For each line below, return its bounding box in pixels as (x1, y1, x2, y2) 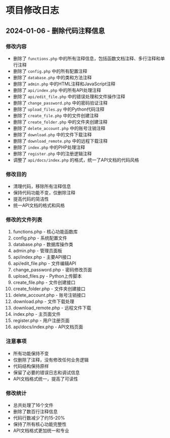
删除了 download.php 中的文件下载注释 (13, 131, 92, 138)
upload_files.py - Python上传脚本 (13, 273, 82, 279)
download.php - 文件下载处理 (13, 298, 75, 305)
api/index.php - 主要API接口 (13, 254, 71, 260)
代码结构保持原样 (13, 363, 49, 369)
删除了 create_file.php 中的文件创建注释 (13, 112, 99, 118)
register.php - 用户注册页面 (13, 318, 70, 324)
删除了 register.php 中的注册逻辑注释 (13, 150, 92, 156)
